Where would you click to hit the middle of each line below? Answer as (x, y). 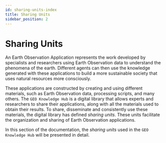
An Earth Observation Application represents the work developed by (75, 57)
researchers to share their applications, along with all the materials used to (82, 104)
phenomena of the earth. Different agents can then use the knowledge (78, 68)
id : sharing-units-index (31, 10)
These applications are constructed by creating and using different (74, 88)
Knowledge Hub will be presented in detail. (47, 135)
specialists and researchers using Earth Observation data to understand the (83, 63)
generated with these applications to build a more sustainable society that (81, 73)
